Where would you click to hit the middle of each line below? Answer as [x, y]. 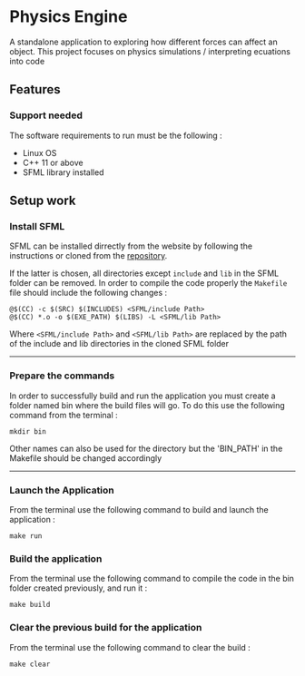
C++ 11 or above [53, 162]
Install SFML [37, 226]
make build [30, 605]
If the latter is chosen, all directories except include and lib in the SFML [144, 273]
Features [35, 89]
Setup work [43, 201]
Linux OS [39, 152]
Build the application [56, 558]
